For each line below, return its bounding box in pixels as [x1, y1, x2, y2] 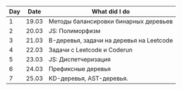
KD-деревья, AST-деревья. [49, 74, 129, 82]
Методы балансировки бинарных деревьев [49, 18, 173, 25]
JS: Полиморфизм [49, 27, 101, 34]
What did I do [92, 8, 130, 15]
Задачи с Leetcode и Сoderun [49, 46, 133, 54]
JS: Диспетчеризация [49, 56, 111, 63]
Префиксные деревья [49, 65, 111, 72]
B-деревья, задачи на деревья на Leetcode [49, 36, 173, 44]
